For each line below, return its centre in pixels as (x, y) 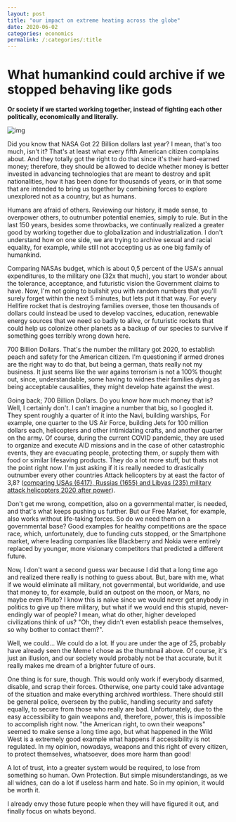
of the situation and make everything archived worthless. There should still (115, 695)
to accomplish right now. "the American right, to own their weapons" (106, 724)
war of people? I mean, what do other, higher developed (115, 615)
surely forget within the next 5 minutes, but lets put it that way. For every (112, 298)
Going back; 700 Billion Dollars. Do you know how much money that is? (110, 400)
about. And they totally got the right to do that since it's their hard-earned (113, 159)
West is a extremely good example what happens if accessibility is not (109, 739)
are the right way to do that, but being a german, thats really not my (105, 365)
